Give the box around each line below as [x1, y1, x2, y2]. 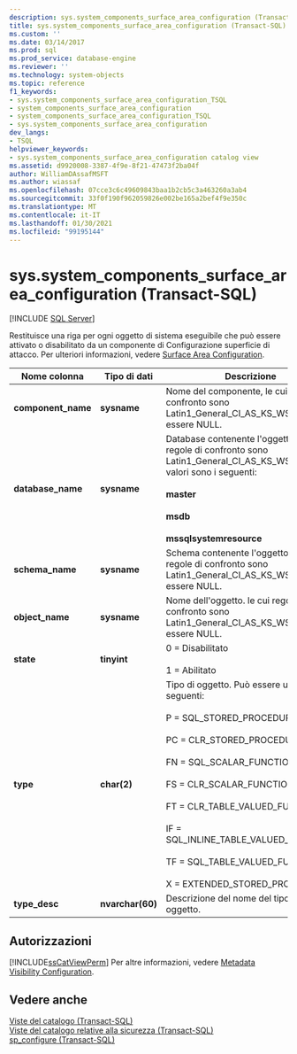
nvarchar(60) [100, 898, 157, 911]
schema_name [13, 563, 77, 576]
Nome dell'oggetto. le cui [165, 594, 270, 607]
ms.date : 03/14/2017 [9, 37, 86, 47]
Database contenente [165, 433, 255, 446]
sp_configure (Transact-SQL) [9, 1034, 116, 1045]
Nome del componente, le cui [165, 385, 288, 398]
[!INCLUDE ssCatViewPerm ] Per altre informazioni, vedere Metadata [9, 957, 255, 968]
